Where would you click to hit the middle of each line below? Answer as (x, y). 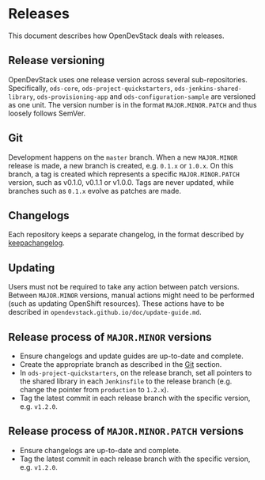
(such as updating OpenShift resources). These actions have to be (116, 304)
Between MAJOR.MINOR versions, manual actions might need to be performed (131, 295)
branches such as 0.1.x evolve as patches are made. (95, 191)
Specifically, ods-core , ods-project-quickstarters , (91, 88)
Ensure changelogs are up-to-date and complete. (100, 450)
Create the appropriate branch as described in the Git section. (121, 364)
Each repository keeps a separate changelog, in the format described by (126, 235)
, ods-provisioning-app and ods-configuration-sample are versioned (144, 96)
